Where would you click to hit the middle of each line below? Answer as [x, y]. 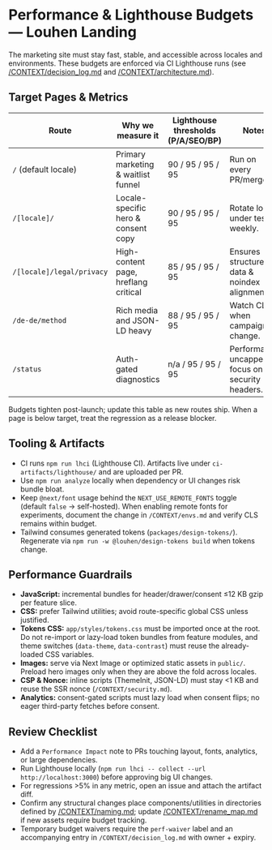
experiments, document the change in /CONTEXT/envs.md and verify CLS [139, 515]
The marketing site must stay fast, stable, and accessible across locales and [136, 54]
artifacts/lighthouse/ [58, 472]
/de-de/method [40, 320]
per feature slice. [49, 603]
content [131, 261]
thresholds [195, 130]
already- [235, 646]
